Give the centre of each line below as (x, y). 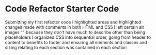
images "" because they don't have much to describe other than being (75, 32)
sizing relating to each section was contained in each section (66, 47)
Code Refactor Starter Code (62, 9)
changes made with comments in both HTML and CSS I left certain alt (75, 27)
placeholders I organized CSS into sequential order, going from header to (78, 37)
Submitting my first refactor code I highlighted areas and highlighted (73, 22)
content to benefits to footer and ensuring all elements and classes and (76, 42)
